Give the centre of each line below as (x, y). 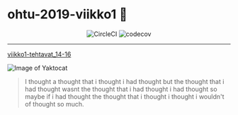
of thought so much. (54, 104)
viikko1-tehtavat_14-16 (39, 54)
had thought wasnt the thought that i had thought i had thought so (121, 89)
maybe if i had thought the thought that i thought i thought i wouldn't (124, 96)
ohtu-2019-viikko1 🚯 (67, 14)
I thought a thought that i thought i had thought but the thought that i (124, 81)
